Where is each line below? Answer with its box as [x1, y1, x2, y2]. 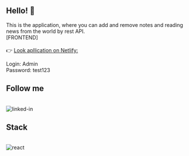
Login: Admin [6, 60, 38, 67]
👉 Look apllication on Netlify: [6, 46, 78, 53]
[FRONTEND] [6, 33, 38, 41]
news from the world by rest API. [6, 28, 85, 35]
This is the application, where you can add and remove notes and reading [6, 21, 183, 28]
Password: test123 [6, 66, 51, 73]
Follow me [6, 83, 44, 94]
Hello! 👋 [6, 6, 35, 16]
